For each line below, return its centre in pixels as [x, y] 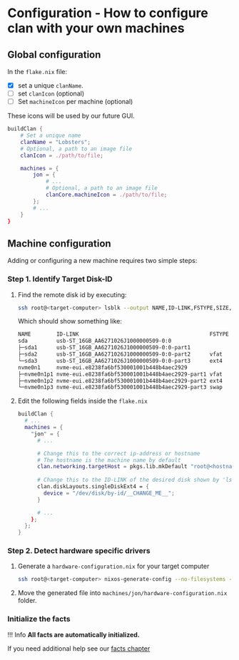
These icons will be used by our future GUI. [71, 116]
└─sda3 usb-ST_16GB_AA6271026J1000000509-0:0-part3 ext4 [120, 361]
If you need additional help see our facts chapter [79, 648]
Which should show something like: [70, 321]
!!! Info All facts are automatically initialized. [74, 634]
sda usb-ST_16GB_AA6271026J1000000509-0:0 [95, 341]
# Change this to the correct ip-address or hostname [118, 453]
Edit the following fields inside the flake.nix [82, 401]
